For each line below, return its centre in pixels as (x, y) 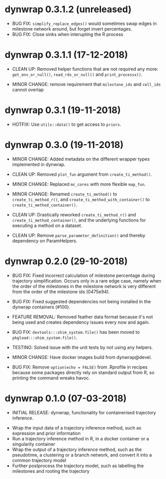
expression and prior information (46, 433)
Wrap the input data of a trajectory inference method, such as (77, 428)
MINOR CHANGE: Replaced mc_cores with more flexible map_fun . (79, 184)
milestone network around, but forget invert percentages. (72, 29)
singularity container (34, 444)
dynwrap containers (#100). (41, 307)
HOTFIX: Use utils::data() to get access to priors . (67, 124)
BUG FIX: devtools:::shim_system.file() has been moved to (76, 332)
